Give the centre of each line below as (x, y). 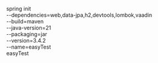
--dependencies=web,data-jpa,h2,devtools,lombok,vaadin (79, 15)
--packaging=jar (27, 34)
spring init (19, 9)
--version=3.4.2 (26, 40)
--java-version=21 (29, 28)
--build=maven (25, 21)
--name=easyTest (29, 47)
